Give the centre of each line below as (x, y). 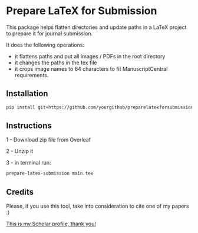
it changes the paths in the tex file (56, 63)
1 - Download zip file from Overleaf (49, 140)
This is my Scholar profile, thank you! (51, 224)
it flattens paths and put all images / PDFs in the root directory (90, 56)
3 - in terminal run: (29, 163)
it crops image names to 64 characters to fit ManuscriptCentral (91, 68)
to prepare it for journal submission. (49, 33)
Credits (20, 192)
